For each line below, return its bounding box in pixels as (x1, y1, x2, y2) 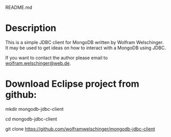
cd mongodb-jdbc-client (5, 115, 58, 122)
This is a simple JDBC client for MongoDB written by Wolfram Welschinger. (5, 39, 164, 45)
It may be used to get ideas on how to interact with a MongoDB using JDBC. (5, 45, 166, 51)
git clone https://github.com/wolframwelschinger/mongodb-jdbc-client (5, 126, 156, 132)
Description (5, 23, 56, 34)
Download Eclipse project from (5, 78, 140, 90)
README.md (5, 5, 32, 10)
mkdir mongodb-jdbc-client (5, 106, 64, 112)
